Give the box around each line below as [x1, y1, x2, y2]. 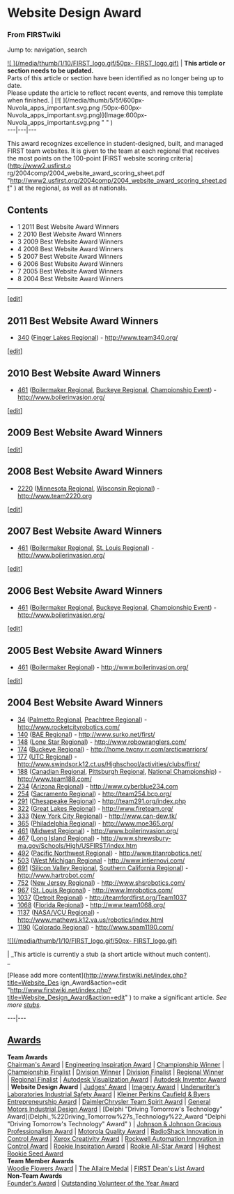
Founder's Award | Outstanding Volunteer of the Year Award [7, 1179, 179, 1187]
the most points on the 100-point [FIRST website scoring [7, 154, 169, 163]
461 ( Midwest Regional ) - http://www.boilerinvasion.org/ [17, 826, 179, 835]
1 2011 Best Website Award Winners [17, 223, 120, 231]
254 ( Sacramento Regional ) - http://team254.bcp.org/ [17, 789, 172, 798]
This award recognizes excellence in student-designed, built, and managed [7, 140, 224, 148]
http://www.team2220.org [17, 491, 93, 500]
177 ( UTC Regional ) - [17, 752, 78, 761]
